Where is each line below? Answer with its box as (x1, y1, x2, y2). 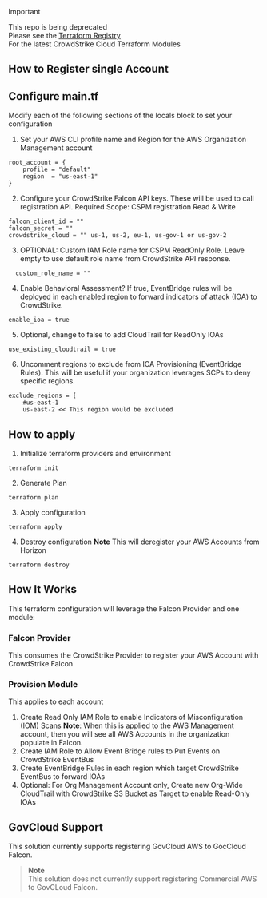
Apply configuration (19, 507, 86, 518)
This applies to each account (8, 697, 104, 706)
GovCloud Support (8, 821, 104, 834)
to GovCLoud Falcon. (27, 883, 98, 892)
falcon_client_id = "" (8, 217, 84, 226)
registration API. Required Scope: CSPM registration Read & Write (19, 202, 236, 212)
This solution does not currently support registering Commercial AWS (27, 874, 257, 884)
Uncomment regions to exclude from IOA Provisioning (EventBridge (19, 360, 242, 369)
